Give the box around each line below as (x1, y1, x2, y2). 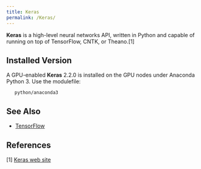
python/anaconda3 (14, 89, 59, 96)
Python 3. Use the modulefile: (6, 78, 81, 85)
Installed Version (6, 55, 72, 66)
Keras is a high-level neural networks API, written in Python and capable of (6, 31, 195, 38)
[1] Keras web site (6, 156, 51, 163)
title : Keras (6, 9, 40, 15)
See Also (6, 106, 41, 116)
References (6, 140, 51, 150)
